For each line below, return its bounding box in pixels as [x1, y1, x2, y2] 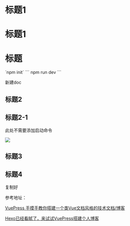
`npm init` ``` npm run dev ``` [5, 69, 62, 75]
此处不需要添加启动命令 [5, 127, 52, 133]
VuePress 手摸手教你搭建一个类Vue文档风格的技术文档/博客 [5, 205, 126, 211]
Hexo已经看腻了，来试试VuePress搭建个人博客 [5, 215, 99, 221]
